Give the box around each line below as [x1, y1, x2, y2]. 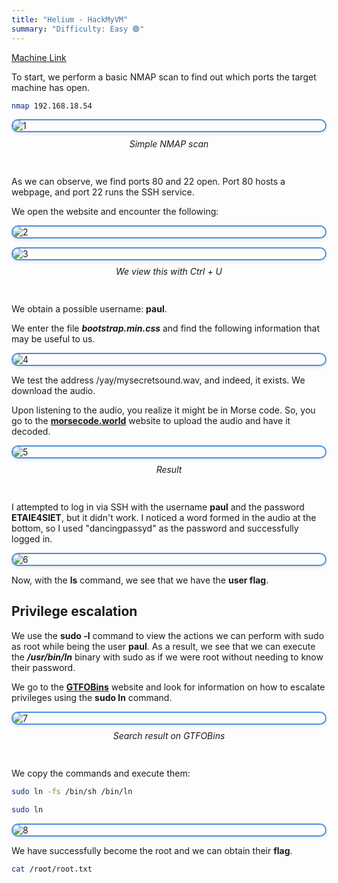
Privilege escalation [11, 603, 138, 620]
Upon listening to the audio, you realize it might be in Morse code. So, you [11, 404, 316, 416]
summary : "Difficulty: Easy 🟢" [11, 24, 145, 34]
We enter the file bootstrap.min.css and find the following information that [11, 322, 320, 334]
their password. [11, 661, 76, 673]
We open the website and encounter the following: [11, 205, 219, 217]
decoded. [11, 425, 51, 437]
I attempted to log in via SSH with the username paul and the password [11, 501, 305, 513]
